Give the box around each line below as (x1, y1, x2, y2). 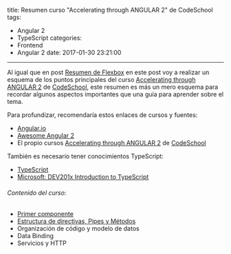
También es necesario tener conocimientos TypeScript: (7, 152, 164, 160)
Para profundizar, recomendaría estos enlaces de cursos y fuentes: (7, 111, 198, 119)
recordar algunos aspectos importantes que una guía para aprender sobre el (7, 90, 224, 98)
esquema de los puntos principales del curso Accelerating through (7, 76, 196, 83)
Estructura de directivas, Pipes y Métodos (16, 217, 136, 226)
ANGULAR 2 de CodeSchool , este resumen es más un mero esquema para (7, 83, 219, 91)
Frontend (16, 41, 43, 49)
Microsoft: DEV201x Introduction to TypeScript (16, 173, 149, 181)
